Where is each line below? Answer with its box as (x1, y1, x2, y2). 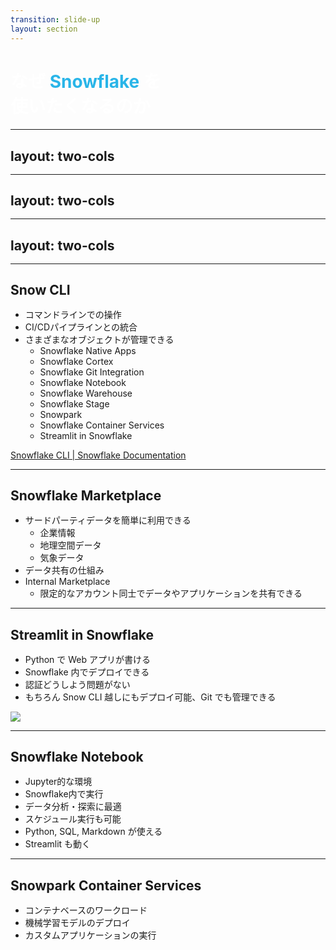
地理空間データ (39, 539, 102, 551)
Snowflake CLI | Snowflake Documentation (10, 449, 187, 461)
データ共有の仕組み (24, 564, 105, 576)
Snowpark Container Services (10, 877, 202, 894)
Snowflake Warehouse (39, 387, 133, 399)
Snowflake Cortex (39, 356, 114, 367)
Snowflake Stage (39, 398, 110, 410)
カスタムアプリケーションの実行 (24, 929, 157, 941)
